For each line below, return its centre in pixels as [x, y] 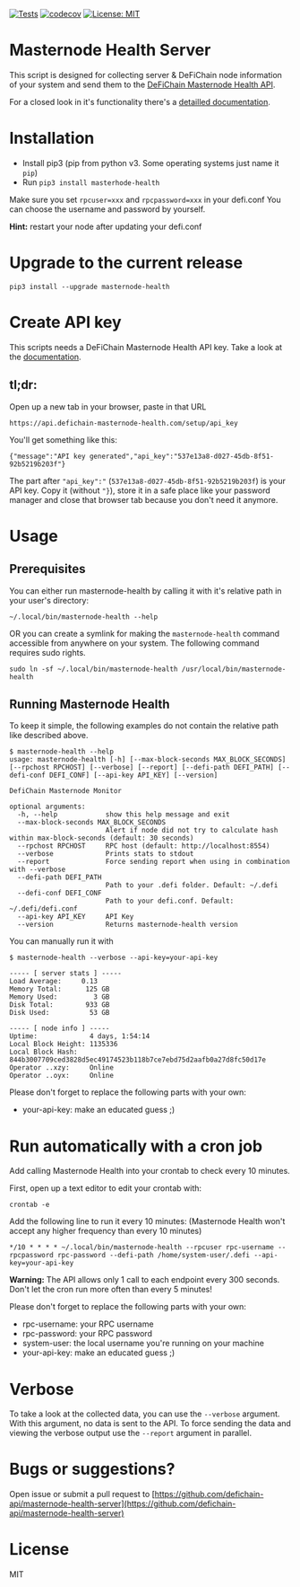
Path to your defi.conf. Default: [170, 901]
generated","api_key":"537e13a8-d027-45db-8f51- [182, 456]
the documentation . [46, 357]
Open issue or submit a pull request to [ [82, 1494]
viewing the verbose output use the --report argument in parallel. [131, 1433]
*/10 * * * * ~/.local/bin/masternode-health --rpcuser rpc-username [142, 1248]
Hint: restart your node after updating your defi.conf [106, 226]
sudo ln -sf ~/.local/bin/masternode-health [94, 669]
